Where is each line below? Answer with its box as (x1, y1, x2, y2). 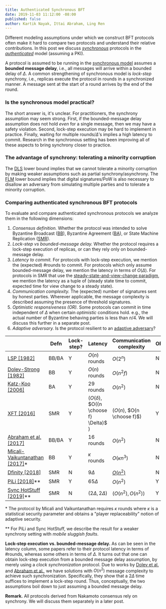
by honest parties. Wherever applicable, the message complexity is (12, 294, 150, 300)
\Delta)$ (88, 419, 108, 426)
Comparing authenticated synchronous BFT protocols (5, 199, 137, 206)
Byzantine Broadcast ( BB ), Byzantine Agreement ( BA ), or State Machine (12, 230, 159, 236)
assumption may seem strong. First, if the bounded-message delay (5, 115, 142, 122)
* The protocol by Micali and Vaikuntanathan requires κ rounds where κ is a (5, 505, 158, 511)
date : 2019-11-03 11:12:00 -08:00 (5, 12, 77, 17)
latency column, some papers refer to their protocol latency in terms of (5, 545, 149, 551)
